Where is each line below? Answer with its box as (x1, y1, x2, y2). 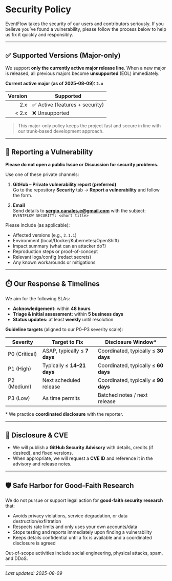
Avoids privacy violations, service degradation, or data (12, 513, 128, 519)
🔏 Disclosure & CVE (5, 431, 68, 439)
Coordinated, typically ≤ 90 (98, 377, 164, 384)
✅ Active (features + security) (32, 101, 104, 108)
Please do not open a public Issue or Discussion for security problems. (5, 161, 159, 167)
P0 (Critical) (8, 351, 37, 358)
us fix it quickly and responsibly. (5, 31, 73, 37)
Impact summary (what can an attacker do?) (12, 243, 106, 249)
